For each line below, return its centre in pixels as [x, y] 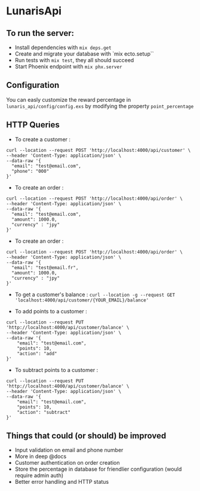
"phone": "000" [30, 171]
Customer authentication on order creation [67, 463]
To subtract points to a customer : [56, 370]
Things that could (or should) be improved [86, 436]
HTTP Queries [33, 125]
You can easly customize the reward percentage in [69, 99]
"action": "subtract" [44, 412]
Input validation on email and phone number [69, 450]
